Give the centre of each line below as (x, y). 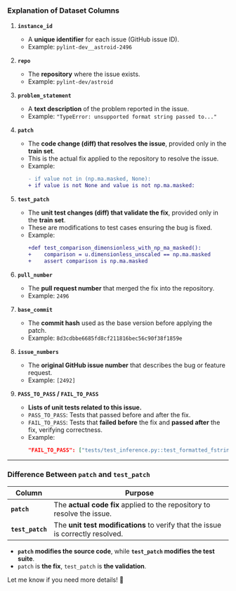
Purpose (140, 493)
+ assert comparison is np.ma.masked (88, 261)
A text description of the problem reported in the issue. (109, 109)
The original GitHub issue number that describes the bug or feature (127, 365)
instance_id (35, 27)
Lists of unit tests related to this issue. (85, 407)
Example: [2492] (52, 380)
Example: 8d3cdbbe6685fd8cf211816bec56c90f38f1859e (105, 338)
